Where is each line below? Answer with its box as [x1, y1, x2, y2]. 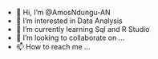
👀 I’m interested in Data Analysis [15, 16, 123, 26]
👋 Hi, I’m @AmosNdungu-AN [15, 8, 111, 17]
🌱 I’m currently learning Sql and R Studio [15, 25, 150, 33]
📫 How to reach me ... [15, 42, 91, 51]
